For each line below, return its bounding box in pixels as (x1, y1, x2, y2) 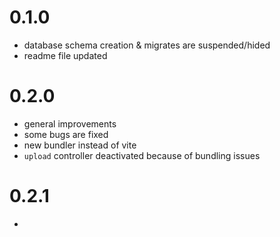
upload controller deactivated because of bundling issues (23, 149, 261, 161)
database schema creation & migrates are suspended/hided (23, 39, 271, 51)
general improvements (23, 117, 117, 130)
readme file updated (23, 49, 108, 61)
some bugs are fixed (23, 128, 109, 140)
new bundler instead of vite (23, 139, 137, 151)
